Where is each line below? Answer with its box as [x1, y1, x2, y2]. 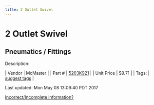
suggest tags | [5, 75, 34, 81]
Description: [5, 61, 30, 66]
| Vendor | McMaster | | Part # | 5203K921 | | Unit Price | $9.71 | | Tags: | [5, 70, 150, 76]
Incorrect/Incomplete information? [5, 94, 74, 100]
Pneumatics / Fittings [5, 47, 72, 56]
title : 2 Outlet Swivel [5, 7, 54, 12]
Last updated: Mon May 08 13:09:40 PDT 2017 [5, 84, 98, 90]
